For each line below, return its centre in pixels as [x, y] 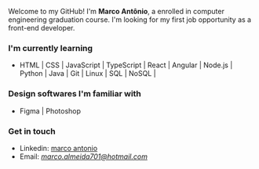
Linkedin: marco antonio [58, 148]
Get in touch [32, 131]
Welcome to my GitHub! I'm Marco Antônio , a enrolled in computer [117, 11]
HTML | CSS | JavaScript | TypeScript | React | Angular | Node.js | [126, 65]
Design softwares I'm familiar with [75, 94]
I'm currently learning [50, 48]
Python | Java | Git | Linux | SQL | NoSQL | [88, 74]
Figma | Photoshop [50, 111]
